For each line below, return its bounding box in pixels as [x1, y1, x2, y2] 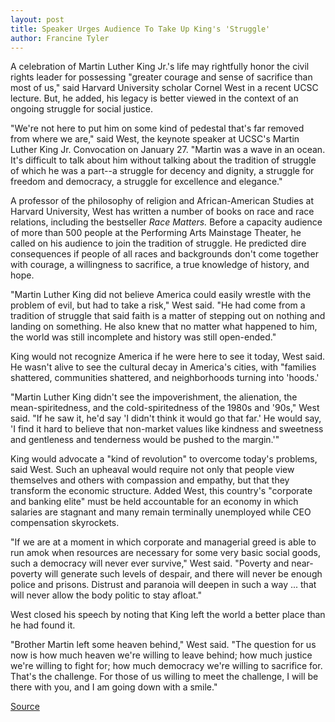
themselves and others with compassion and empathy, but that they [10, 474, 290, 486]
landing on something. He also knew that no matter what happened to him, [10, 321, 318, 333]
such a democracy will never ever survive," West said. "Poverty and [10, 557, 290, 570]
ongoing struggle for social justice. [10, 103, 153, 115]
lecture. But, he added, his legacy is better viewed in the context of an [10, 92, 299, 105]
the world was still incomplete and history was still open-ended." [10, 331, 277, 343]
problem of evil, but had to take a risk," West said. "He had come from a [10, 299, 306, 311]
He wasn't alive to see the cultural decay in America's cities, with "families [10, 361, 317, 373]
